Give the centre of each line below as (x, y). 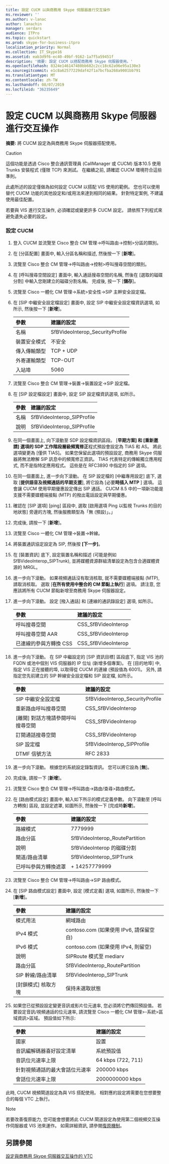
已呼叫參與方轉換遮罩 (41, 867)
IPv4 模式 (27, 934)
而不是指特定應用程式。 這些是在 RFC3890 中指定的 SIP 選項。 (84, 465)
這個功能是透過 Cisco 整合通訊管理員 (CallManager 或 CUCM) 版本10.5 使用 (83, 163)
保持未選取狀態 (83, 988)
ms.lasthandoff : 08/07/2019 (35, 85)
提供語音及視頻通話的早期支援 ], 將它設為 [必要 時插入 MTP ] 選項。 (89, 482)
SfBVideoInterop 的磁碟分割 (103, 848)
